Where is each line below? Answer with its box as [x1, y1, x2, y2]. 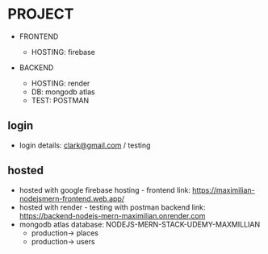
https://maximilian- [192, 185, 255, 194]
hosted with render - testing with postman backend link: [19, 202, 206, 212]
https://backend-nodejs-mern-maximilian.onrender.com [19, 210, 206, 220]
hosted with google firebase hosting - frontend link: [19, 185, 191, 194]
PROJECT [7, 5, 74, 23]
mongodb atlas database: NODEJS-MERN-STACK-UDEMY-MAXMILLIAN [19, 219, 261, 229]
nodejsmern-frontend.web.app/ [19, 194, 124, 203]
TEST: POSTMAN [31, 95, 90, 105]
